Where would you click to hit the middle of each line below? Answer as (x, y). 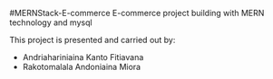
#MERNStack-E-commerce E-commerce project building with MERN (137, 13)
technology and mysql (51, 22)
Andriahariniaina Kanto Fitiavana (83, 57)
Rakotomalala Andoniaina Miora (82, 67)
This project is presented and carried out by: (93, 40)
